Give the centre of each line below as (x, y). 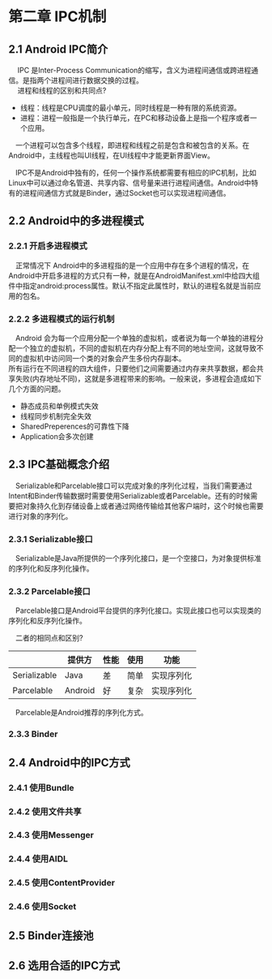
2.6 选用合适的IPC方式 (64, 966)
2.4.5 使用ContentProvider (62, 883)
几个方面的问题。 (37, 388)
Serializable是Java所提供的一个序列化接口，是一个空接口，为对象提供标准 (138, 559)
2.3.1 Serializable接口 (51, 539)
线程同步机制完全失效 (55, 416)
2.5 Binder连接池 (51, 936)
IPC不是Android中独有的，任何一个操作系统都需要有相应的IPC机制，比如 (136, 173)
